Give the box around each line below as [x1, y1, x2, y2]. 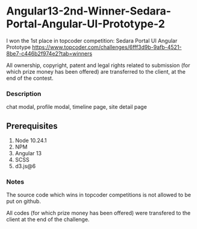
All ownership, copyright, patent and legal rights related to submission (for [6, 62, 190, 69]
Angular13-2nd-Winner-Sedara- [6, 4, 172, 18]
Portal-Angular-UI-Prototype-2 [6, 17, 166, 31]
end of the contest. [6, 74, 54, 82]
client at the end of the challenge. [6, 216, 90, 223]
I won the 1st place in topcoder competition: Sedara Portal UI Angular [6, 37, 178, 44]
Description [6, 89, 42, 98]
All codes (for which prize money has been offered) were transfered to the [6, 210, 191, 217]
